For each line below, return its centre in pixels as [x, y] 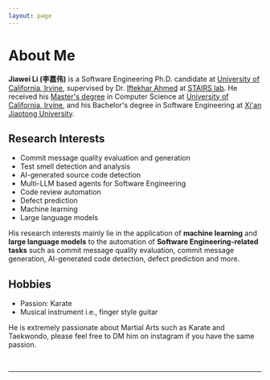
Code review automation [61, 192]
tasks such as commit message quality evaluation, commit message [121, 251]
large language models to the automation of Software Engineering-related [133, 242]
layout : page [30, 16]
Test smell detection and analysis [75, 166]
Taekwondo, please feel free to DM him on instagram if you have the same [131, 336]
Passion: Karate [46, 304]
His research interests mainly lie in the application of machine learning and [133, 233]
